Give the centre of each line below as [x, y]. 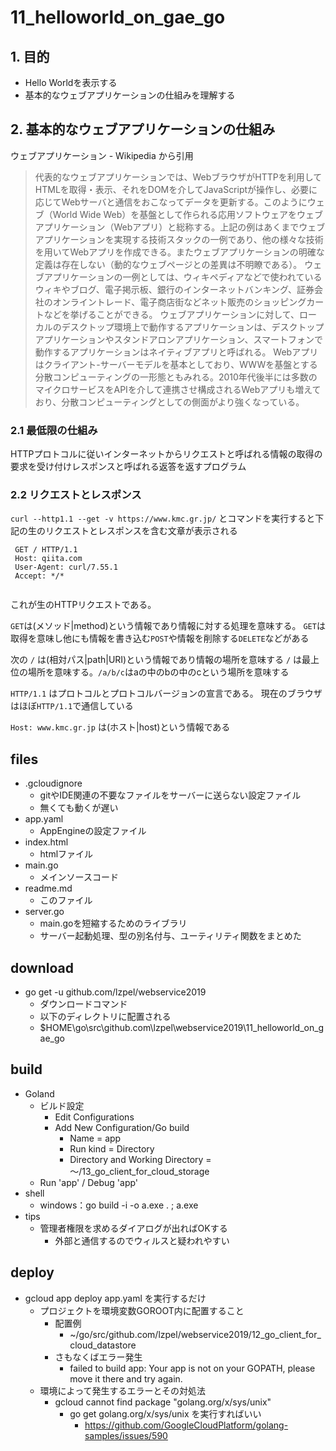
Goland [39, 1093]
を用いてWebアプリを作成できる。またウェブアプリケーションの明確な [179, 252]
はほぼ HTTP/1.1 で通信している [72, 706]
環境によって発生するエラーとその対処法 [123, 1390]
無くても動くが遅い [79, 808]
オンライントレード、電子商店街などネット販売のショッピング [179, 302]
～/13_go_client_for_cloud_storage [139, 1171]
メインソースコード [79, 877]
